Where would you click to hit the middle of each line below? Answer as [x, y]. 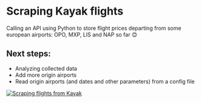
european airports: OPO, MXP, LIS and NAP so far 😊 [72, 34]
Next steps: [29, 54]
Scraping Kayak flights [65, 11]
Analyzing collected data [46, 68]
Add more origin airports [46, 75]
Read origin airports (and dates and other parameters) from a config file [105, 81]
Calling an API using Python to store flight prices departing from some [94, 28]
